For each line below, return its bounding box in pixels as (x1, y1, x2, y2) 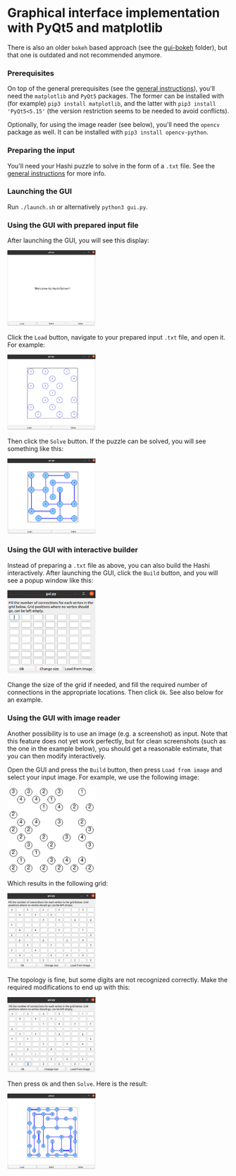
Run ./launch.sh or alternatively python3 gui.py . (7, 202, 148, 211)
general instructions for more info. (7, 169, 106, 178)
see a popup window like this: (7, 576, 94, 584)
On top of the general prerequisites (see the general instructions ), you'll (7, 85, 216, 93)
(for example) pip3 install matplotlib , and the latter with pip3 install (7, 99, 216, 108)
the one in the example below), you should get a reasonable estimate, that (7, 744, 222, 753)
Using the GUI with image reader (7, 713, 121, 723)
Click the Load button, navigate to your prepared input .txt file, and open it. (7, 333, 225, 341)
